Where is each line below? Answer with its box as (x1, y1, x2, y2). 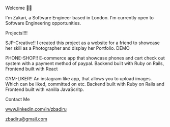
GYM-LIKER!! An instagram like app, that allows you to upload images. (5, 76, 152, 81)
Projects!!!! (5, 30, 28, 36)
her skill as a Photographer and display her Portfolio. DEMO (5, 45, 130, 51)
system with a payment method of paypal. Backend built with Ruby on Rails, (5, 60, 164, 66)
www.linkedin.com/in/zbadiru (5, 106, 67, 112)
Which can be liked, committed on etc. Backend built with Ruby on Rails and (5, 81, 164, 87)
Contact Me (5, 97, 30, 102)
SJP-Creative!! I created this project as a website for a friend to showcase (5, 40, 160, 46)
